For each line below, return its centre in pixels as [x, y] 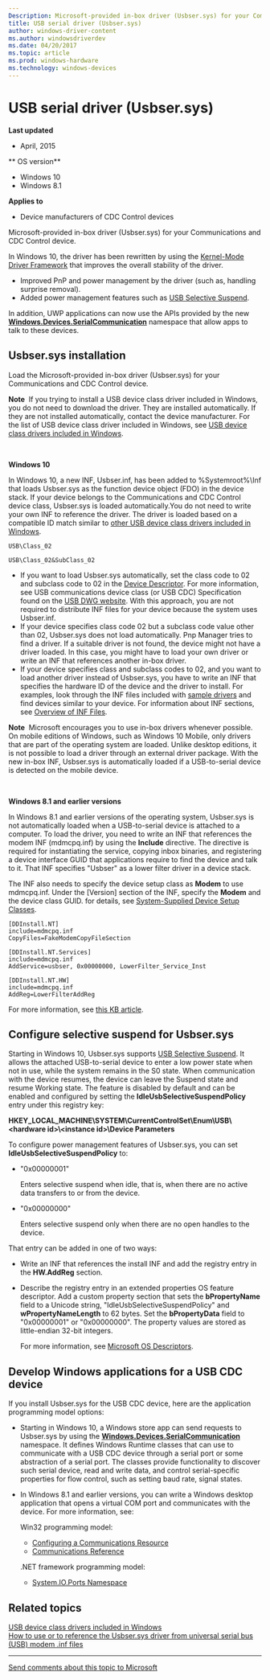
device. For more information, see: [77, 1512]
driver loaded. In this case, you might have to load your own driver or [134, 651]
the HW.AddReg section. [61, 1272]
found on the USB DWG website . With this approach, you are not [127, 601]
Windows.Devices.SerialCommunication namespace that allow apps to [128, 322]
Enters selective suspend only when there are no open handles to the [135, 1224]
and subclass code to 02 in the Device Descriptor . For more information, [139, 583]
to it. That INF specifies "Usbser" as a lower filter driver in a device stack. [130, 868]
